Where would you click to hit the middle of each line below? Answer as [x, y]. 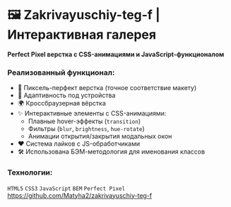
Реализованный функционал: [61, 73]
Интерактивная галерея [82, 35]
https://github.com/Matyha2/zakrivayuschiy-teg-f [80, 195]
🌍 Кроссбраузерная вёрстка [61, 103]
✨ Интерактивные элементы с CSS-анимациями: [92, 113]
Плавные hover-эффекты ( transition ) [84, 121]
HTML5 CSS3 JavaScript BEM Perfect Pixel [66, 189]
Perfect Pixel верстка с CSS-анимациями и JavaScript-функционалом [116, 54]
